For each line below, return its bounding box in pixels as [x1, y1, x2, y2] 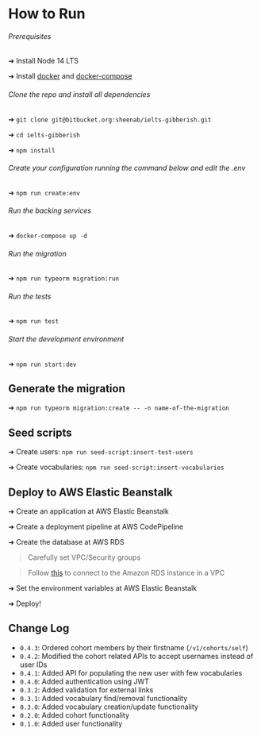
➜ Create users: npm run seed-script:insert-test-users [8, 447, 194, 457]
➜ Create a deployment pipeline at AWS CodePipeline [8, 522, 184, 532]
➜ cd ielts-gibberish [8, 129, 81, 139]
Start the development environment [8, 334, 125, 344]
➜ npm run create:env [8, 187, 81, 197]
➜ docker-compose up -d [8, 231, 87, 240]
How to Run [8, 5, 86, 23]
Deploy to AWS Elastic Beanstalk [8, 485, 173, 499]
